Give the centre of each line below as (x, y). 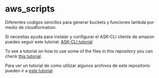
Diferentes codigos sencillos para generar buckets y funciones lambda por (79, 22)
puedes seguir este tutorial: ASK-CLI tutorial (49, 41)
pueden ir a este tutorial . (30, 70)
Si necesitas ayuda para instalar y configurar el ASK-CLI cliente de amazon (80, 37)
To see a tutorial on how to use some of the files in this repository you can (79, 51)
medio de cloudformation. (31, 27)
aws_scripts (30, 9)
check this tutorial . (24, 56)
